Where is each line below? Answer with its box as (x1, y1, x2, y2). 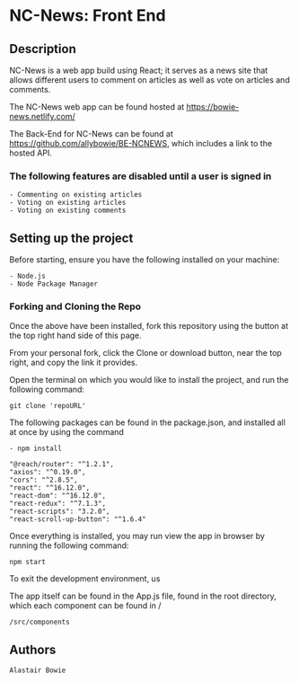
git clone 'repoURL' (9, 402, 87, 411)
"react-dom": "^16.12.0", (9, 492, 106, 500)
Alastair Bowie (9, 666, 66, 675)
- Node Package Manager (9, 279, 99, 288)
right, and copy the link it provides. (9, 357, 138, 368)
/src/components (9, 617, 70, 627)
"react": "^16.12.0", (9, 483, 91, 492)
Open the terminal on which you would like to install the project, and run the (9, 375, 289, 385)
